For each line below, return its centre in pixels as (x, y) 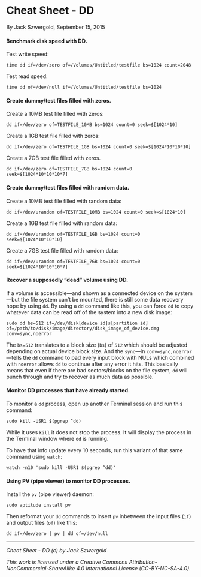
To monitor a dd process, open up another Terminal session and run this (95, 404)
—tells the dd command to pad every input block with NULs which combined (100, 357)
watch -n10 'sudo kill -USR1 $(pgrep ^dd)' (61, 468)
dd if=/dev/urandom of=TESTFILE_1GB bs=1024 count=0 (73, 234)
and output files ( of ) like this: (42, 523)
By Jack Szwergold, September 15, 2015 (56, 27)
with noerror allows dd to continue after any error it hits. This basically (92, 364)
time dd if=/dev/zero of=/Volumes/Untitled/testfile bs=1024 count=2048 (99, 65)
